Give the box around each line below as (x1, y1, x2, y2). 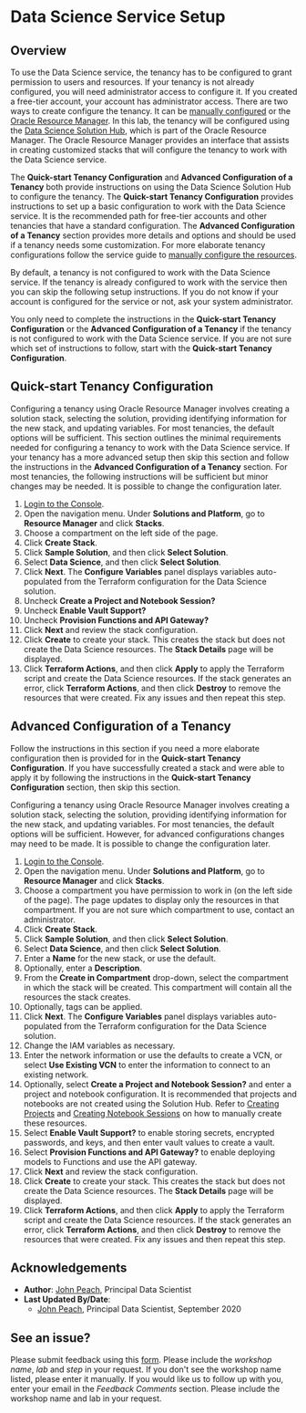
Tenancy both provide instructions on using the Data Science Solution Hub (10, 182, 291, 192)
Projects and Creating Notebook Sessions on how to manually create (23, 1107, 282, 1118)
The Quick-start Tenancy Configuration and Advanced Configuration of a (10, 171, 293, 182)
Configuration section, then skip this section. (10, 782, 181, 793)
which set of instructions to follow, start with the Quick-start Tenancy (10, 343, 272, 353)
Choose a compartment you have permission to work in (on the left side (23, 885, 293, 896)
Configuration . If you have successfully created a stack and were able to (10, 762, 285, 773)
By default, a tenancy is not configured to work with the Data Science (10, 267, 271, 277)
